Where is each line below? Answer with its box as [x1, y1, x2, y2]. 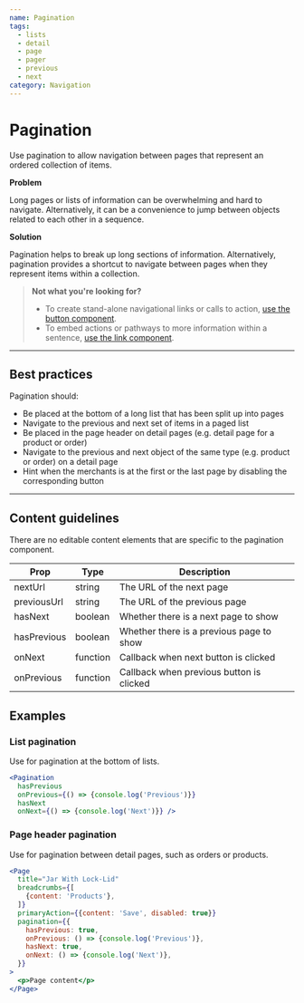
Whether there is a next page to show [119, 611, 279, 623]
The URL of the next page [119, 581, 229, 593]
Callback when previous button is [119, 666, 261, 679]
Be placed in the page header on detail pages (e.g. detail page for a [22, 428, 275, 439]
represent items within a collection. [9, 268, 140, 279]
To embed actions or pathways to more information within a [44, 323, 268, 333]
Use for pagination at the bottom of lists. [9, 756, 160, 767]
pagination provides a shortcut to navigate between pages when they [9, 258, 269, 269]
